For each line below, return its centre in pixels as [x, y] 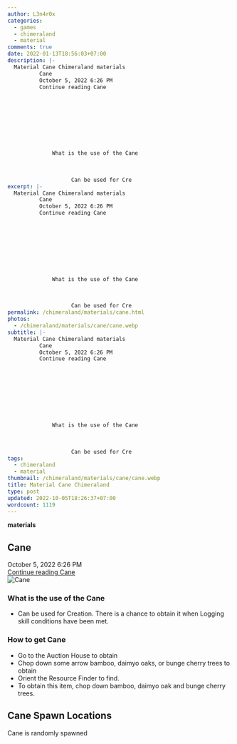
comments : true [30, 47]
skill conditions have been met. [63, 621]
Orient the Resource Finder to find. [68, 678]
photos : [19, 319]
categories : [25, 21]
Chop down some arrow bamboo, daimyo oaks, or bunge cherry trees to [123, 663]
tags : [15, 458]
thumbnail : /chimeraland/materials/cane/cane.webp [84, 479]
